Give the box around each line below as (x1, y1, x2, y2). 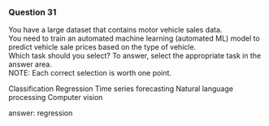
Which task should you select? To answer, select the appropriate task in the (8, 51, 262, 61)
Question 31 (8, 7, 57, 18)
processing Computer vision (8, 93, 103, 102)
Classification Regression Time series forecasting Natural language (8, 84, 234, 93)
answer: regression (8, 108, 73, 118)
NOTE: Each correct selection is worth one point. (8, 68, 172, 78)
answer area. (8, 59, 53, 69)
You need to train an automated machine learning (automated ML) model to (8, 33, 260, 43)
